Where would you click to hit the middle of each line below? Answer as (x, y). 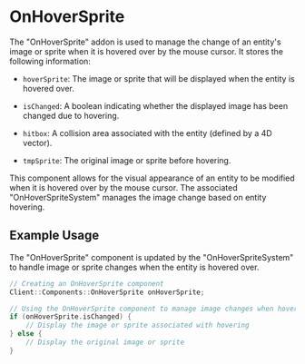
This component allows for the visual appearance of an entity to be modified (152, 178)
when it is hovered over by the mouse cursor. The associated (123, 187)
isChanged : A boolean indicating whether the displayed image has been (155, 105)
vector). (37, 143)
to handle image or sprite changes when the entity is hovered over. (134, 267)
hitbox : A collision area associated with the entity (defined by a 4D (147, 133)
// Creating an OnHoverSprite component (87, 283)
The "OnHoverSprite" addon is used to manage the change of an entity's (145, 42)
